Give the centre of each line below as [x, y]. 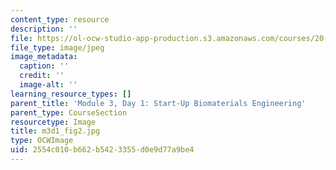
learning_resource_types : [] [71, 94]
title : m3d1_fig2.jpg [55, 131]
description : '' [44, 29]
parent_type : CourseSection [69, 112]
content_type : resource [60, 19]
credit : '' [42, 76]
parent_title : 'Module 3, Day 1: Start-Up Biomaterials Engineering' [158, 103]
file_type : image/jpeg [57, 47]
